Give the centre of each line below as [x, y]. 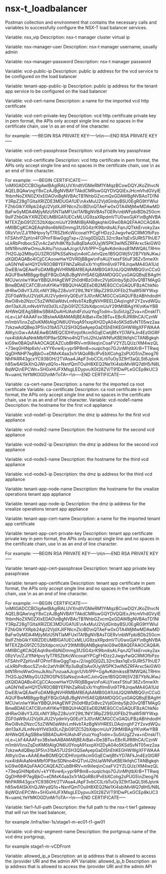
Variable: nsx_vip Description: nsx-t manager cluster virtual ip [67, 37]
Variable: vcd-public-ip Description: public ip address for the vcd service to [82, 71]
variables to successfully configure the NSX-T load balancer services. [76, 27]
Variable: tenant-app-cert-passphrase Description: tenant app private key [80, 568]
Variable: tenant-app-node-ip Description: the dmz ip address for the [75, 503]
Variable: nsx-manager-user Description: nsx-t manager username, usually [81, 46]
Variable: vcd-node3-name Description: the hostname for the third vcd [77, 459]
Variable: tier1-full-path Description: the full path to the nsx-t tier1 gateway [81, 807]
